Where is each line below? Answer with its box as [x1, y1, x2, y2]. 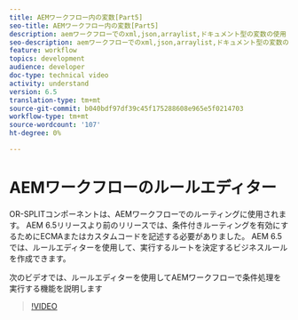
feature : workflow [9, 46, 77, 55]
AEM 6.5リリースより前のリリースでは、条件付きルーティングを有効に [26, 220, 281, 230]
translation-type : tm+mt [9, 95, 101, 105]
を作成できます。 [9, 252, 71, 263]
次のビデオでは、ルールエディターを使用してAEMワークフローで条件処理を [9, 272, 282, 283]
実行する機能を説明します [9, 283, 103, 293]
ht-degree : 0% [9, 129, 62, 138]
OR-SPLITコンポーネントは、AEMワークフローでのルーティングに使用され [9, 208, 279, 219]
